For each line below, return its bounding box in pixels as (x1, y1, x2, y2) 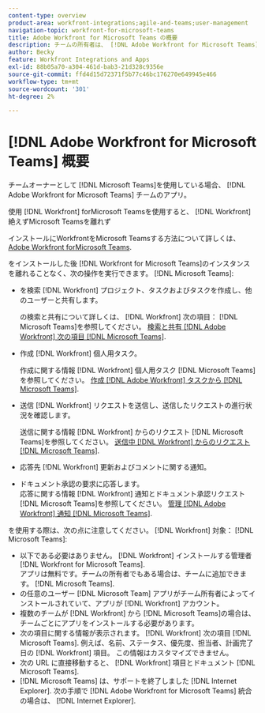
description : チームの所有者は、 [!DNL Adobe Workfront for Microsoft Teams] (8, 41, 259, 49)
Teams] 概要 (8, 153, 90, 171)
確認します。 (33, 410, 75, 420)
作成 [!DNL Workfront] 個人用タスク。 (19, 349, 142, 358)
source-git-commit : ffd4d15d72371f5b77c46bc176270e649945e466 (8, 70, 217, 78)
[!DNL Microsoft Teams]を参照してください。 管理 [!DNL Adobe (19, 499, 226, 508)
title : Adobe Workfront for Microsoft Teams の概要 (8, 33, 178, 42)
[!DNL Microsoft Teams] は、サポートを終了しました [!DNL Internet (19, 677, 237, 686)
